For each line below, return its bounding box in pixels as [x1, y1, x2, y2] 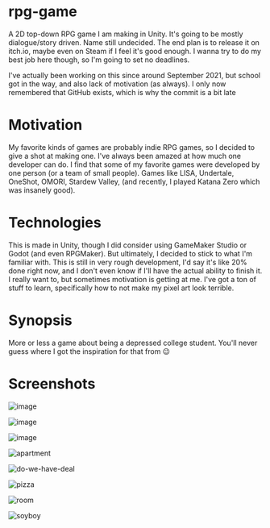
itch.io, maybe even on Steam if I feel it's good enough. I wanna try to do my [8, 46, 262, 56]
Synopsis [8, 311, 73, 329]
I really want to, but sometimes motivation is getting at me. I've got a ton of [8, 274, 256, 284]
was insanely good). [8, 185, 76, 195]
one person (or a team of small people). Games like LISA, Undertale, [8, 168, 235, 177]
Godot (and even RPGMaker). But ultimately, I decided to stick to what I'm [8, 248, 252, 258]
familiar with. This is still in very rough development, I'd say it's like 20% [8, 257, 247, 267]
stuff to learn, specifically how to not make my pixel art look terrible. [8, 283, 235, 293]
